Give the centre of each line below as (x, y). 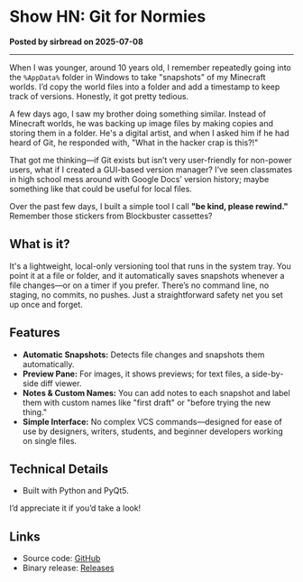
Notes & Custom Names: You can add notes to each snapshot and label (156, 393)
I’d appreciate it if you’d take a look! (75, 508)
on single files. (50, 440)
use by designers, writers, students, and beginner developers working (153, 431)
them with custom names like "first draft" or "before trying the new (147, 402)
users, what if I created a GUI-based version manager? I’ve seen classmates (151, 170)
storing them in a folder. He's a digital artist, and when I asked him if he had (150, 133)
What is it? (40, 244)
